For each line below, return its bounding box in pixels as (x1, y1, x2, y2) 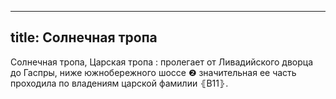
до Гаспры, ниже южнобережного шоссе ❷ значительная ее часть (10, 66, 297, 78)
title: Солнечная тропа (10, 29, 158, 46)
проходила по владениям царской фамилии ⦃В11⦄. (10, 77, 229, 89)
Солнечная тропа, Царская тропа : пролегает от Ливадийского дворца (10, 56, 314, 68)
